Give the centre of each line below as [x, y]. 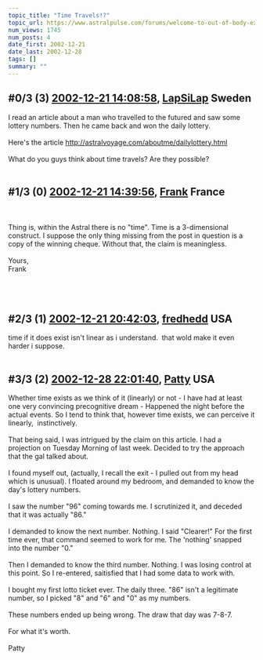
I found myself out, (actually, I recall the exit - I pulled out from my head [123, 473]
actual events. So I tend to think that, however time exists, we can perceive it [131, 414]
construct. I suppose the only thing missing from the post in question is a [126, 235]
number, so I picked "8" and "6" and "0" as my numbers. [100, 598]
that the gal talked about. [48, 456]
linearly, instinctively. [43, 423]
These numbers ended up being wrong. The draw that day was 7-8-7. [121, 614]
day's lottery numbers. [45, 490]
